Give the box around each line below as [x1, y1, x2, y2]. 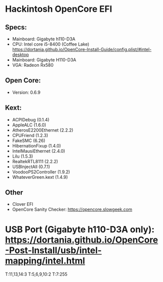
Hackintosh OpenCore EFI [5, 3, 112, 15]
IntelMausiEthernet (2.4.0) [12, 148, 65, 154]
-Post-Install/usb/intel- [5, 245, 102, 256]
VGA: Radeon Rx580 [12, 62, 54, 68]
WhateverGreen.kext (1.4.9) [12, 174, 68, 180]
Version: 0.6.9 [12, 89, 41, 95]
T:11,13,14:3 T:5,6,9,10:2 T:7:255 [5, 271, 68, 277]
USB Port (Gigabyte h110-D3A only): [5, 224, 155, 235]
